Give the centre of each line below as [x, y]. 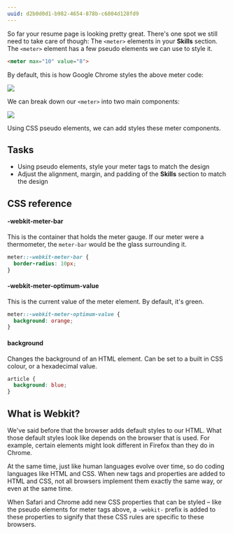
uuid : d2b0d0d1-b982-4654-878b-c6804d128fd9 [73, 14]
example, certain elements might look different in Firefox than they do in [111, 445]
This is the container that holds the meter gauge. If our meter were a [106, 237]
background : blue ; [41, 385]
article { [22, 379]
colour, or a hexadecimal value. [52, 366]
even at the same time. [40, 489]
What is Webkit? [44, 413]
